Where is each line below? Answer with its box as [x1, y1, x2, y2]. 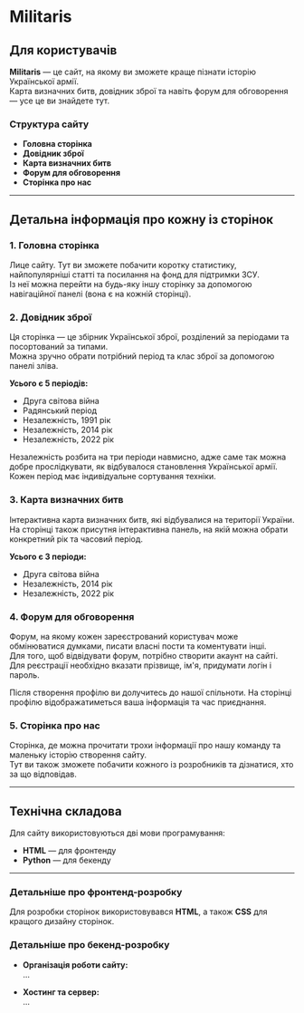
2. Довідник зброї [9, 311, 92, 323]
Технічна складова [9, 804, 122, 819]
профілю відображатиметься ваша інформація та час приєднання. [9, 696, 267, 708]
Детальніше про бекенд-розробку [9, 939, 170, 951]
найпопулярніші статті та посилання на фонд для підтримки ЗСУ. [9, 269, 260, 280]
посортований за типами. [9, 342, 109, 352]
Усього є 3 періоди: [9, 551, 87, 562]
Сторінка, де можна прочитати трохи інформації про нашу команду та [9, 740, 281, 751]
